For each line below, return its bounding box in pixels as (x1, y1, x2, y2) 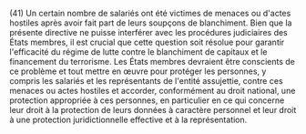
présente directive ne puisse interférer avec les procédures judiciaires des (9, 27, 289, 37)
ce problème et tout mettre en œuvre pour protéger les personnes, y (9, 66, 267, 77)
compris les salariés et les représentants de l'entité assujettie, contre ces (9, 76, 284, 86)
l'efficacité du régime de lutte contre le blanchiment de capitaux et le (9, 46, 268, 57)
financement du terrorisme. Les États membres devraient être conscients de (9, 57, 296, 67)
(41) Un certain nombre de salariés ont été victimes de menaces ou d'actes (9, 8, 291, 18)
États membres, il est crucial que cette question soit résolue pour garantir (9, 36, 285, 47)
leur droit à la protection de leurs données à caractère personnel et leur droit (9, 105, 297, 115)
